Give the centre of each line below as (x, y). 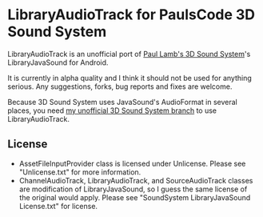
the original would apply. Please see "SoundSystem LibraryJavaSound (135, 197)
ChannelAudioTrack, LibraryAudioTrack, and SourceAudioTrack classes (136, 180)
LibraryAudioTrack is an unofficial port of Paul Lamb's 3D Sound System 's (129, 54)
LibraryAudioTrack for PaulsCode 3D (131, 15)
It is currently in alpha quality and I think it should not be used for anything (130, 78)
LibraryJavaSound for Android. (58, 62)
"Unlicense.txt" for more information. (80, 172)
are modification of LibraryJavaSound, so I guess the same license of (133, 189)
